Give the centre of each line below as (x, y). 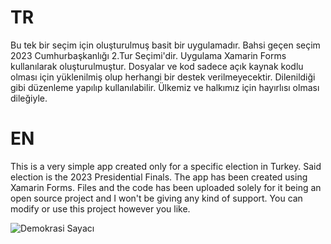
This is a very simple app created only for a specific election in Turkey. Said (166, 166)
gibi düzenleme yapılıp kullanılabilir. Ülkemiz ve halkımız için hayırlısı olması (165, 87)
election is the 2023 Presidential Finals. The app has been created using (159, 177)
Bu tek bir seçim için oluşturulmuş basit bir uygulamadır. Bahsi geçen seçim (165, 45)
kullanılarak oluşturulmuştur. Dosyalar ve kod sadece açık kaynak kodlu (157, 66)
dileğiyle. (29, 98)
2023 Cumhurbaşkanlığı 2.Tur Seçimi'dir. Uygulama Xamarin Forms (148, 55)
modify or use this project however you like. (100, 208)
